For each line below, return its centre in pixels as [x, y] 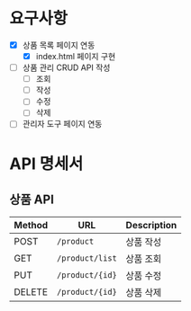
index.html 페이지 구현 [76, 56]
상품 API [32, 200]
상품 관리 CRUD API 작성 [66, 67]
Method [31, 226]
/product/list [87, 258]
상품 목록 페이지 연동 [59, 45]
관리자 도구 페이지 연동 [62, 124]
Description [151, 226]
